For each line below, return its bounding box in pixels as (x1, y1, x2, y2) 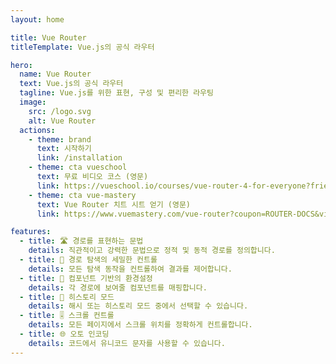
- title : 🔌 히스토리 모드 (19, 292, 115, 302)
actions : (19, 125, 56, 135)
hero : (10, 60, 33, 70)
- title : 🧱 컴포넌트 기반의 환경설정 (19, 273, 153, 283)
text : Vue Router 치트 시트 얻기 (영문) (36, 199, 191, 210)
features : (10, 227, 52, 237)
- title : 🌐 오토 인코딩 (19, 329, 110, 339)
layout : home (10, 14, 65, 25)
